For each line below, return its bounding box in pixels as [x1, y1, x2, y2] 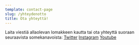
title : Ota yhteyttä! [5, 16, 49, 21]
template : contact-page [5, 7, 53, 12]
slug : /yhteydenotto [5, 12, 47, 16]
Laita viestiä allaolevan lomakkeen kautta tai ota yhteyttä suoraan [5, 30, 135, 35]
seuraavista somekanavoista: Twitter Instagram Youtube [5, 34, 117, 40]
